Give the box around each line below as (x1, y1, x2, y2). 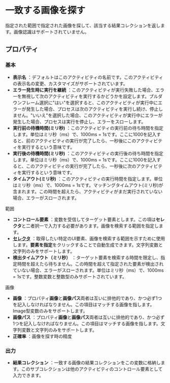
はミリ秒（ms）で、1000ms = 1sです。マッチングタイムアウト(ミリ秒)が (12, 182, 163, 188)
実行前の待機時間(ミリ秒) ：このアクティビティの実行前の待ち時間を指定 (12, 125, 163, 131)
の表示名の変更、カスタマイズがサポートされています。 (12, 80, 128, 86)
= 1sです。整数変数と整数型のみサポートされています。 (12, 273, 127, 279)
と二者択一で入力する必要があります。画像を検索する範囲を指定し (21, 222, 159, 229)
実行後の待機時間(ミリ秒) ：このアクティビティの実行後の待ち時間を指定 (12, 150, 163, 156)
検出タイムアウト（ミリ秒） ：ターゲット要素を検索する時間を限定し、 (12, 254, 161, 261)
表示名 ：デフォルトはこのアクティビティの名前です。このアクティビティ (12, 74, 163, 80)
